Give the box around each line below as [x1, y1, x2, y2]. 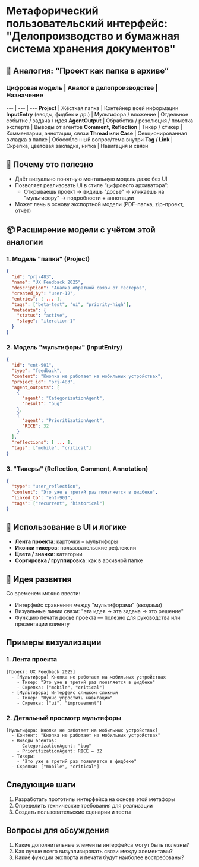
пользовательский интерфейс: [6, 17, 168, 30]
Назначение [6, 91, 43, 99]
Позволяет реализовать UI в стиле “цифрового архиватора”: [14, 181, 169, 188]
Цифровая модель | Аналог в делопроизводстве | [6, 83, 158, 92]
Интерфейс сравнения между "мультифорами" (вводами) [14, 601, 162, 609]
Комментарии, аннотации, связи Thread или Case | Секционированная [6, 130, 187, 137]
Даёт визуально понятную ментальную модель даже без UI [14, 175, 168, 182]
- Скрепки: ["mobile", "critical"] [11, 764, 100, 770]
